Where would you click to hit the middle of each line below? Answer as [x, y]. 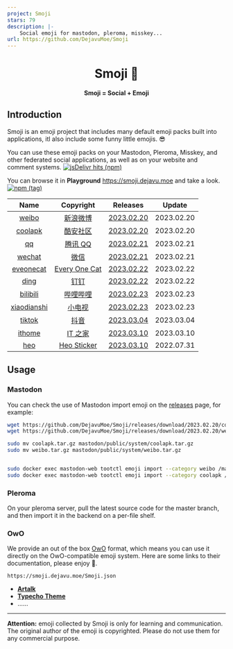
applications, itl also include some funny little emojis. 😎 [86, 139]
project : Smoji [29, 14]
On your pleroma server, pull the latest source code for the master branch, [113, 508]
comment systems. [34, 167]
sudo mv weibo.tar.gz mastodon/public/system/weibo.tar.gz [94, 450]
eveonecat [29, 269]
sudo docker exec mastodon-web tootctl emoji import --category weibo [111, 469]
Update [175, 205]
